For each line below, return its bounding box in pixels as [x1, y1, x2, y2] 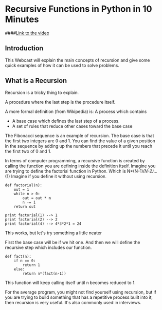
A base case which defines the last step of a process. [12, 118, 120, 124]
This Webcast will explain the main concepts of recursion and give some [5, 57, 150, 63]
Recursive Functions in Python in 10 [5, 3, 152, 15]
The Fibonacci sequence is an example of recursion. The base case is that [5, 133, 154, 138]
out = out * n [22, 196, 51, 200]
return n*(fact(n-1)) [22, 271, 67, 276]
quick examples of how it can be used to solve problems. [5, 62, 119, 68]
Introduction [5, 44, 44, 52]
